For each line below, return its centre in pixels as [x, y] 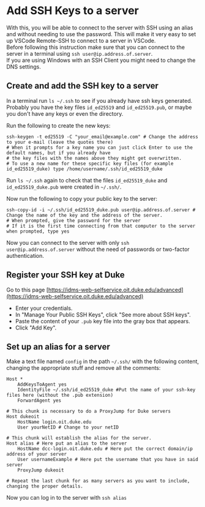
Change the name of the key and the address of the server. [85, 215]
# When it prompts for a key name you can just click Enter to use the [99, 148]
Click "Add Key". [36, 328]
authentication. [25, 255]
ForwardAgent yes [39, 401]
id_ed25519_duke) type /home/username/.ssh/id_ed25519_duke [85, 169]
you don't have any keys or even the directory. [65, 113]
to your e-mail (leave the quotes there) [60, 142]
